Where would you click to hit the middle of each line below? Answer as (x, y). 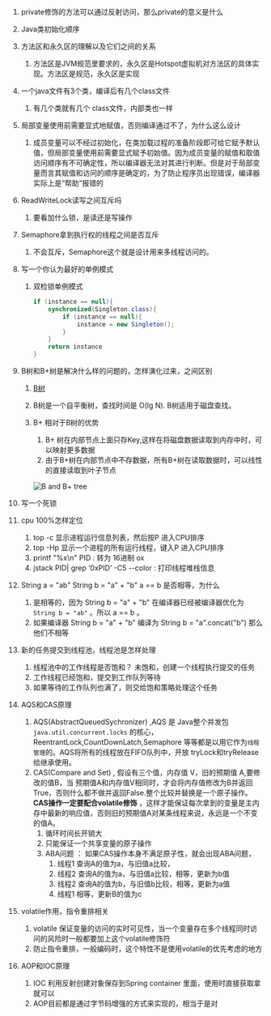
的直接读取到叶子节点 (80, 470)
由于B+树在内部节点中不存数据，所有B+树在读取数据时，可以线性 (154, 460)
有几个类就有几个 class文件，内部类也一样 (103, 108)
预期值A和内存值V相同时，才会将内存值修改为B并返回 (164, 783)
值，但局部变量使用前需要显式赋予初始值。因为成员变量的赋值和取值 (146, 153)
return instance (75, 347)
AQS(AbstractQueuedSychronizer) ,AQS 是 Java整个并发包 (131, 722)
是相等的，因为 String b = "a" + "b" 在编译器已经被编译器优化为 (138, 602)
